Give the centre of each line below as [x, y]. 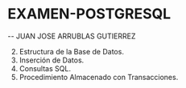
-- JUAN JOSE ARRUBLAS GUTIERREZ [72, 36]
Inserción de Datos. [52, 60]
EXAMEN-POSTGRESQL [89, 14]
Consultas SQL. [45, 68]
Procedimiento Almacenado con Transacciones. [99, 77]
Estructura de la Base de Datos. [71, 51]
